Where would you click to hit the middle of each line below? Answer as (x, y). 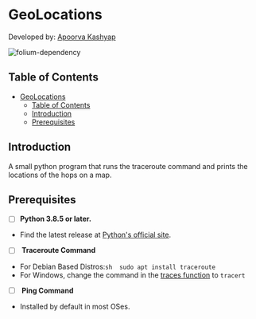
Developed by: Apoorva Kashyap (62, 37)
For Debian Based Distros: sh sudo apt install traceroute (118, 266)
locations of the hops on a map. (60, 175)
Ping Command (48, 290)
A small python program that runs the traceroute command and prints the (128, 166)
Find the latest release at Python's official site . (95, 235)
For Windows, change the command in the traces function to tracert (132, 275)
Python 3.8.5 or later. (55, 219)
